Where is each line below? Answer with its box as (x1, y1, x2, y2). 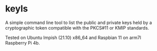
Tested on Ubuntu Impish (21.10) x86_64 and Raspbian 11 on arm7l (5, 34, 141, 40)
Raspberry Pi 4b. (5, 39, 40, 45)
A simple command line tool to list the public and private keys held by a (5, 19, 152, 25)
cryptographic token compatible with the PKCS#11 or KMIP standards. (5, 24, 149, 30)
